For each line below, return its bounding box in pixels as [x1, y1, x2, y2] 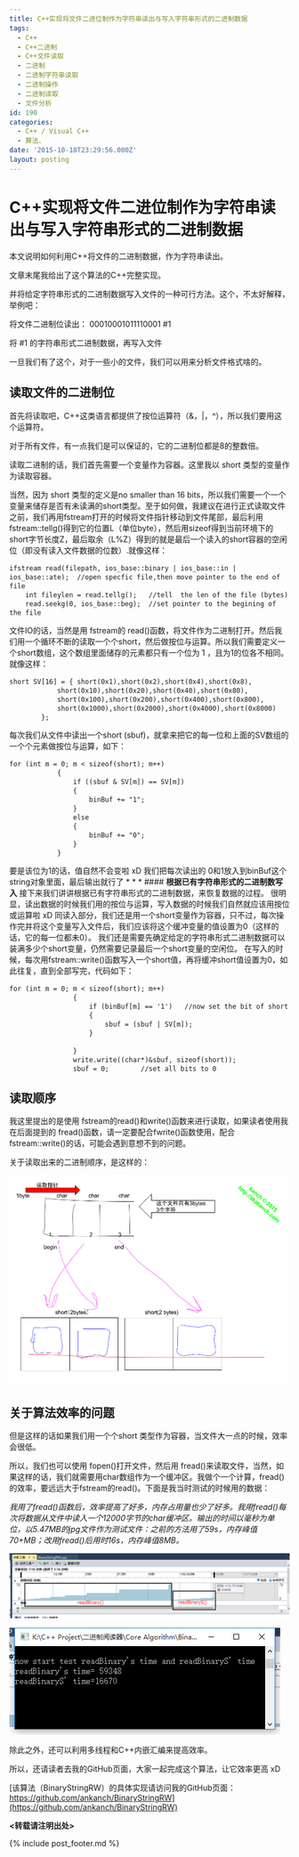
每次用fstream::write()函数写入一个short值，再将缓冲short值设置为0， [24, 954, 280, 965]
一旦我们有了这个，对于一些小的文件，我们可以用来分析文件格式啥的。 [9, 356, 267, 367]
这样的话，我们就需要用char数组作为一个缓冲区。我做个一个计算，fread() [16, 1472, 285, 1482]
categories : [9, 117, 53, 126]
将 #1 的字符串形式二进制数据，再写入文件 [9, 337, 163, 348]
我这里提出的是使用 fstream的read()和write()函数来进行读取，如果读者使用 [9, 1116, 281, 1126]
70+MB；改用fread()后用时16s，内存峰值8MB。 [9, 1535, 184, 1546]
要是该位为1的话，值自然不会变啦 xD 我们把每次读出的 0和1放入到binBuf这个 [9, 865, 287, 876]
